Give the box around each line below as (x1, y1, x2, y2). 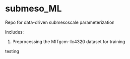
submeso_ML (5, 3, 62, 14)
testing (5, 48, 19, 54)
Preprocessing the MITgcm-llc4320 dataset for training (12, 38, 126, 45)
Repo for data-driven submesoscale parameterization (5, 19, 115, 25)
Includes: (5, 29, 24, 35)
